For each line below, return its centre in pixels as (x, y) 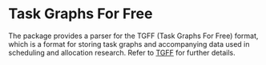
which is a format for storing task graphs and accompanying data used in (129, 44)
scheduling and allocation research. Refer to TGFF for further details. (122, 52)
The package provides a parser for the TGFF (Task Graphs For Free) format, (133, 36)
